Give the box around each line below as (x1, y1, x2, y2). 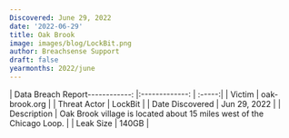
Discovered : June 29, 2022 (9, 13, 112, 23)
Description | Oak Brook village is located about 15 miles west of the (9, 108, 264, 119)
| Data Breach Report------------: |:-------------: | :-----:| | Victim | (9, 88, 259, 100)
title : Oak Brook (9, 30, 75, 39)
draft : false (9, 55, 59, 64)
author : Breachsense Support (9, 47, 120, 56)
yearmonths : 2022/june (9, 64, 95, 74)
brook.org (9, 98, 47, 109)
